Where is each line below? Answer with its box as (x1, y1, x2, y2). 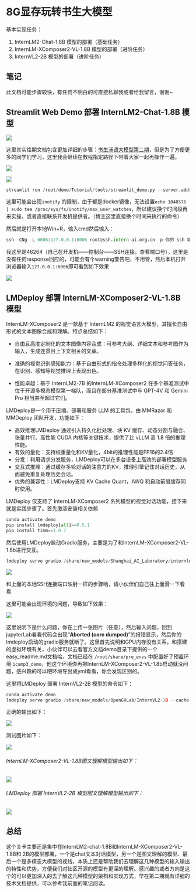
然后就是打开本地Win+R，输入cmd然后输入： (6, 225, 115, 232)
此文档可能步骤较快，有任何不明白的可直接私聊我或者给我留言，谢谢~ (6, 88, 173, 96)
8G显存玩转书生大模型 (6, 5, 113, 19)
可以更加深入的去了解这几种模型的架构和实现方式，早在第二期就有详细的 (16, 872, 190, 879)
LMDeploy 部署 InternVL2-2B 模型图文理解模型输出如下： (6, 789, 143, 797)
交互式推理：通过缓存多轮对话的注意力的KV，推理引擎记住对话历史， (14, 464, 180, 471)
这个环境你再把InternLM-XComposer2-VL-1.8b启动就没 (51, 660, 184, 667)
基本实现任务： (6, 26, 42, 33)
